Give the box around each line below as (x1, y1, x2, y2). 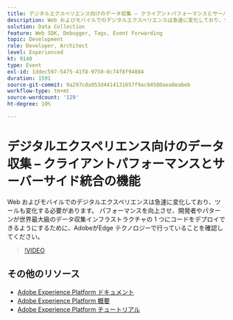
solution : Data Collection (7, 23, 85, 30)
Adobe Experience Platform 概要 (17, 296, 110, 305)
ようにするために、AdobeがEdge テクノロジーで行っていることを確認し (19, 224, 224, 232)
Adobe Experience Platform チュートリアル (17, 305, 141, 313)
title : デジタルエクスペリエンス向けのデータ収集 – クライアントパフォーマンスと (7, 10, 213, 17)
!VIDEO (24, 246, 45, 254)
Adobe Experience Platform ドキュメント (17, 287, 135, 296)
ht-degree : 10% (7, 101, 51, 108)
